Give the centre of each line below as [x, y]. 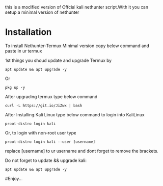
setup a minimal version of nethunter [42, 12]
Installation [28, 32]
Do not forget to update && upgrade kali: [46, 160]
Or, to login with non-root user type [41, 133]
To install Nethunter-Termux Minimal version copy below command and [77, 46]
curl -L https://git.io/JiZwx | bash [44, 106]
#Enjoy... [14, 178]
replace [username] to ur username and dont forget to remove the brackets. [82, 151]
